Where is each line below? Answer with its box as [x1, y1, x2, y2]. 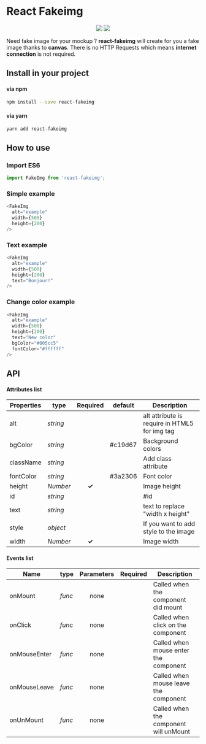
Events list [6, 554, 34, 562]
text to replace [143, 502, 185, 510]
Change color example [6, 297, 75, 306]
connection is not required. [6, 50, 76, 58]
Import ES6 [6, 161, 40, 169]
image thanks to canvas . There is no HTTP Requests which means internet [6, 44, 197, 51]
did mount [153, 603, 183, 612]
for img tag [143, 427, 175, 435]
